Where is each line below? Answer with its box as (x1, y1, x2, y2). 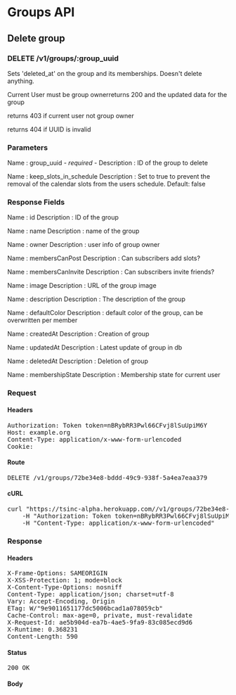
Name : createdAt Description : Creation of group (7, 330, 150, 338)
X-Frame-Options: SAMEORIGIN (7, 569, 107, 578)
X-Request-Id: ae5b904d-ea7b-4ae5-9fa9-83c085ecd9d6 (7, 618, 193, 627)
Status (7, 648, 27, 656)
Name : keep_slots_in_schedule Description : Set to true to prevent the (7, 172, 211, 181)
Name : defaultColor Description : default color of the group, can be (7, 309, 204, 317)
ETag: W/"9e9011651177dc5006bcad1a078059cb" (7, 604, 164, 613)
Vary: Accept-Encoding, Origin (7, 597, 115, 606)
